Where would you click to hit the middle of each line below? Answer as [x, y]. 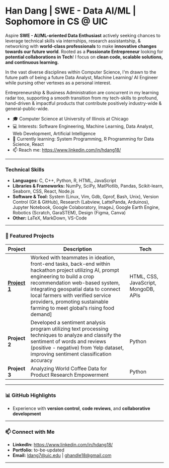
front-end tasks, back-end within [70, 264]
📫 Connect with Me [30, 432]
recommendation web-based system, [75, 282]
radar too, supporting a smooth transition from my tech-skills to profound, [82, 98]
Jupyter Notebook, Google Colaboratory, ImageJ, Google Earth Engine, [86, 207]
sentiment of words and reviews [68, 341]
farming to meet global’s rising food [72, 308]
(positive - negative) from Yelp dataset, [77, 347]
